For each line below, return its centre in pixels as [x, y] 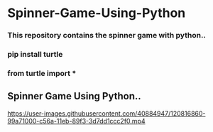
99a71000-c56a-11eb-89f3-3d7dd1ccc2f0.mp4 [76, 121]
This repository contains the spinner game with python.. [106, 35]
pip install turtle [35, 55]
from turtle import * [42, 73]
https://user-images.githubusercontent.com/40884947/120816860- [106, 113]
